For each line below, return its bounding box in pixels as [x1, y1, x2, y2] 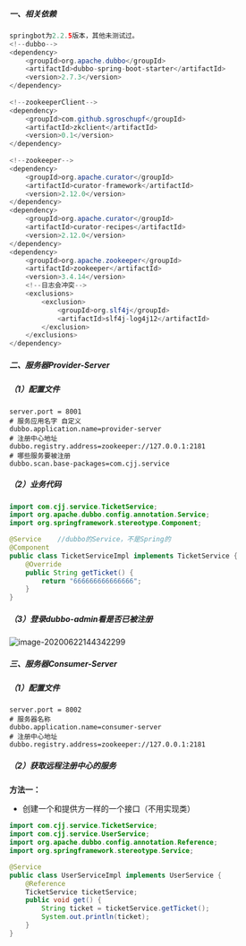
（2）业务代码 [9, 479, 62, 490]
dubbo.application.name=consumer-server [9, 723, 163, 732]
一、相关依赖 [9, 8, 56, 19]
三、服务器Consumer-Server [9, 658, 118, 669]
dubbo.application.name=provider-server [9, 424, 163, 433]
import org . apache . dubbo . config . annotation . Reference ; [9, 838, 218, 848]
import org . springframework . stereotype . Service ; [9, 847, 194, 856]
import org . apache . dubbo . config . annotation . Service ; [9, 510, 210, 519]
